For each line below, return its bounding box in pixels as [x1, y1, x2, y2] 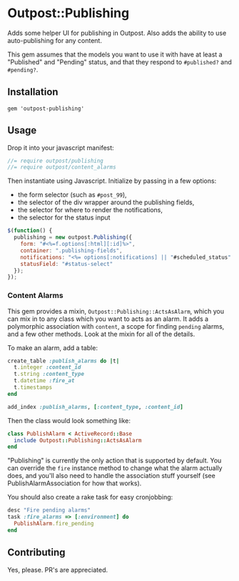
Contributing [7, 547, 66, 559]
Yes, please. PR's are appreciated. [7, 565, 108, 574]
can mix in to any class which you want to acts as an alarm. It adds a [7, 314, 209, 323]
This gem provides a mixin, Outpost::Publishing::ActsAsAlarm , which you [7, 307, 225, 315]
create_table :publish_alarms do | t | [7, 357, 120, 364]
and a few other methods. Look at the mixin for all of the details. [7, 329, 195, 338]
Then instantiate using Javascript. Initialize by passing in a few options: [7, 177, 217, 185]
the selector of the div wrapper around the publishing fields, [17, 198, 195, 207]
